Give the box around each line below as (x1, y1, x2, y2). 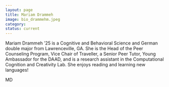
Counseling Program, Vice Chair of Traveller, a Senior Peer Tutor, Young (5, 51, 156, 57)
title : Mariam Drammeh (5, 12, 53, 17)
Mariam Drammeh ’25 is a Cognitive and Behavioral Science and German (5, 40, 158, 46)
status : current (5, 26, 40, 31)
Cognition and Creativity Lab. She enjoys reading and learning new (5, 62, 146, 68)
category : (5, 21, 26, 27)
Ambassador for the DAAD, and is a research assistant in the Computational (5, 56, 164, 62)
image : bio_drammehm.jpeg (5, 17, 60, 22)
